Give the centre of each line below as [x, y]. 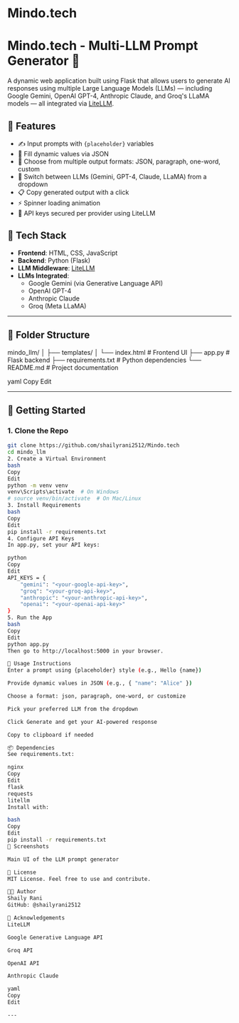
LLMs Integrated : [43, 276]
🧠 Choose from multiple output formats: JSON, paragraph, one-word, [119, 161]
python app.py [28, 644]
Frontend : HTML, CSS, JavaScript [68, 253]
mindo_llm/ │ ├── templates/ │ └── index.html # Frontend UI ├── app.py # [118, 352]
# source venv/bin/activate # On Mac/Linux [74, 499]
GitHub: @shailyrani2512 [44, 905]
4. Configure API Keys [41, 538]
